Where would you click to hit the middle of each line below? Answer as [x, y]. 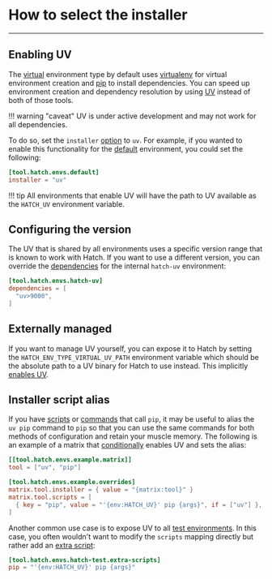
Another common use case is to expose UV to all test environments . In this [132, 528]
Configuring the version [70, 229]
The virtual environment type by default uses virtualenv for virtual [118, 74]
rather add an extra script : [52, 545]
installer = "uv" [38, 180]
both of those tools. [41, 100]
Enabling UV [40, 55]
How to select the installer [98, 15]
